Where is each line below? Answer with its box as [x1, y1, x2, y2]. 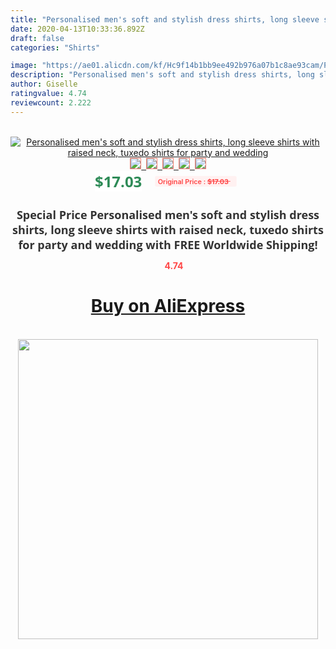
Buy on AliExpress [90, 295, 246, 318]
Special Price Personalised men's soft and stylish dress [16, 206, 320, 223]
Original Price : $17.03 [157, 176, 230, 186]
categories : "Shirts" [10, 42, 101, 53]
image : [10, 61, 38, 71]
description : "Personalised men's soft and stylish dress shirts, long [10, 70, 315, 80]
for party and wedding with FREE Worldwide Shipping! [18, 236, 318, 253]
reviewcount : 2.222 [10, 97, 92, 108]
